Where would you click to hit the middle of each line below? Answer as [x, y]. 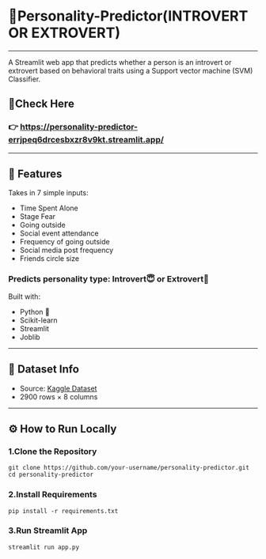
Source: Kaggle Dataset [58, 388]
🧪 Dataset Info [44, 370]
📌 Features [35, 174]
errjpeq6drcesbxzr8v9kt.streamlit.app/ [86, 140]
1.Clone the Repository [53, 451]
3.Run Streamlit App [48, 531]
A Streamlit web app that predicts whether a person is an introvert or [120, 62]
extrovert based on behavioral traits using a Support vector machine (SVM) [131, 70]
